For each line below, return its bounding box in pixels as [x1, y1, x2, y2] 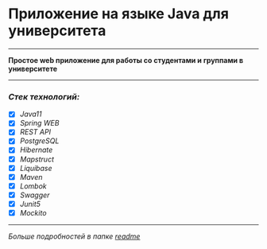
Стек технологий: [8, 91, 80, 102]
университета [8, 21, 106, 40]
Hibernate [19, 145, 53, 155]
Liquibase [19, 163, 52, 173]
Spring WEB [19, 119, 60, 128]
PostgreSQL [19, 136, 60, 146]
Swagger [19, 190, 50, 200]
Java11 [19, 109, 42, 119]
